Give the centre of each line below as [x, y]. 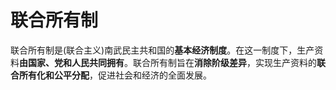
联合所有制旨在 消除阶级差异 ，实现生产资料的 [224, 62]
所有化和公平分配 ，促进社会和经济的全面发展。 [115, 75]
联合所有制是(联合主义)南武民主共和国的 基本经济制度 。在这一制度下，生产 [162, 50]
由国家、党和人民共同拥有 [72, 62]
